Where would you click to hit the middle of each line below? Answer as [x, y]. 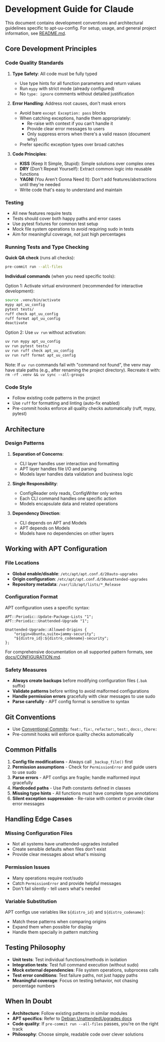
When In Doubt [29, 1001]
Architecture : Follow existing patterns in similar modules [70, 1013]
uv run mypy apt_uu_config [33, 342]
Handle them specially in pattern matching [55, 932]
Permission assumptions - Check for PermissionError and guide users [84, 767]
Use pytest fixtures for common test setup [55, 224]
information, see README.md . [36, 33]
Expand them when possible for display [52, 927]
